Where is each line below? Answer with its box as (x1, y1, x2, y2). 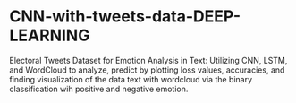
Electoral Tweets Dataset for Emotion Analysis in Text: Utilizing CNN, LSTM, (9, 55, 288, 65)
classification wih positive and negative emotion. (9, 83, 189, 94)
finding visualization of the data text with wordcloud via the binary (9, 73, 253, 84)
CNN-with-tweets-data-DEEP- (9, 6, 241, 27)
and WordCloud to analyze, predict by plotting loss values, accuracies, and (9, 64, 285, 75)
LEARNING (9, 25, 90, 46)
